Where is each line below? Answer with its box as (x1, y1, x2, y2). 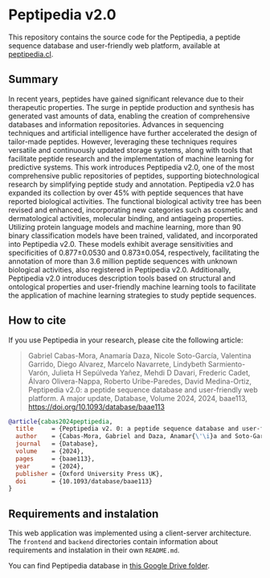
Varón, (27, 367, 51, 377)
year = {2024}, (15, 462, 84, 470)
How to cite (8, 314, 67, 327)
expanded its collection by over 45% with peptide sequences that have (8, 187, 243, 198)
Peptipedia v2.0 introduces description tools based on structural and (8, 273, 235, 283)
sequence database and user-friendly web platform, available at (8, 40, 221, 50)
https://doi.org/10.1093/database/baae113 (27, 402, 165, 412)
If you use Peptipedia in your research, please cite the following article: (8, 335, 243, 345)
